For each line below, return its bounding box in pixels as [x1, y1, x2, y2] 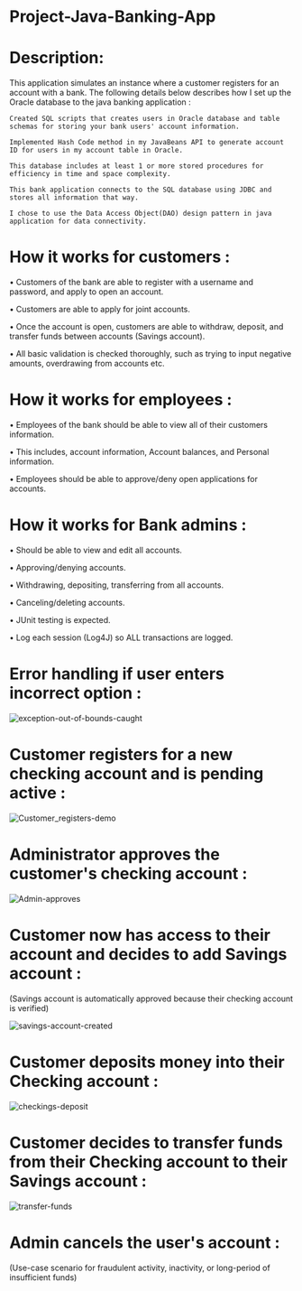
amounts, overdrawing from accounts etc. [9, 358, 165, 369]
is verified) [9, 1002, 50, 1013]
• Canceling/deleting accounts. [9, 597, 125, 608]
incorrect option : [9, 683, 142, 703]
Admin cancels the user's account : [9, 1232, 280, 1252]
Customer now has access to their [9, 924, 270, 945]
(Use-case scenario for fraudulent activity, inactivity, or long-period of [9, 1262, 270, 1273]
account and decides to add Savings [9, 943, 288, 964]
